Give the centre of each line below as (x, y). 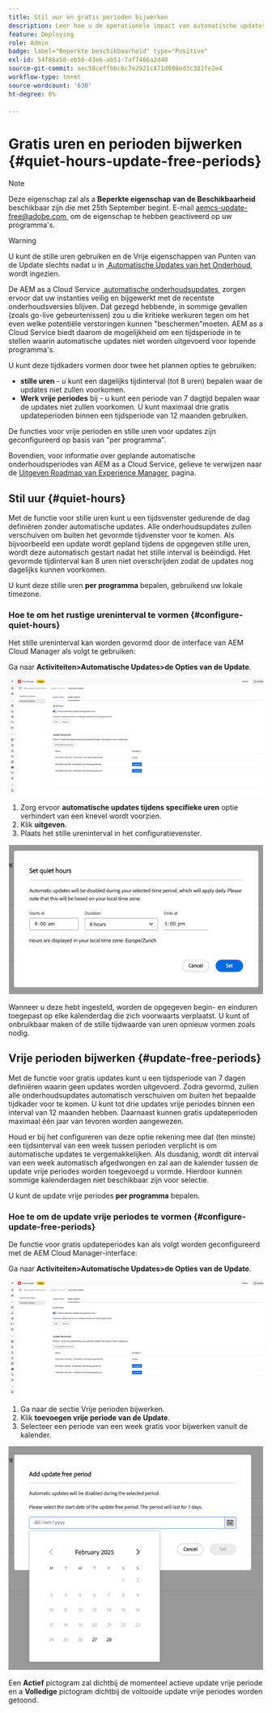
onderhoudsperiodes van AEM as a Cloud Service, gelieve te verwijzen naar (135, 464)
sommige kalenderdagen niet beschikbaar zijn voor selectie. (108, 1179)
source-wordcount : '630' (50, 85)
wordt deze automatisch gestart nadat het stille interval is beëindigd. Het (130, 552)
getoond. (23, 1700)
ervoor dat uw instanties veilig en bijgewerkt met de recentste (111, 298)
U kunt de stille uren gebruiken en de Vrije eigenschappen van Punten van (132, 256)
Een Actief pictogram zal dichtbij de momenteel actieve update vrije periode (136, 1683)
